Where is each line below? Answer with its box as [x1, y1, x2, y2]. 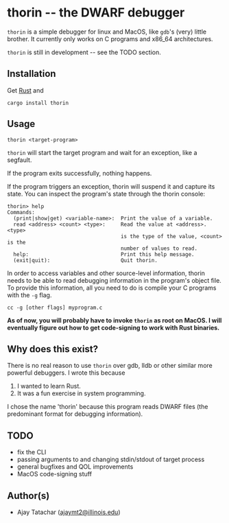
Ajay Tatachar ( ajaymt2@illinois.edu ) [16, 508, 121, 516]
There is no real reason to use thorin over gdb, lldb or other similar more [7, 362, 213, 370]
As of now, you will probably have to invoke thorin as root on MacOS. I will [7, 316, 222, 324]
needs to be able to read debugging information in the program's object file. [7, 276, 221, 284]
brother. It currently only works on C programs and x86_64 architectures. [7, 34, 214, 43]
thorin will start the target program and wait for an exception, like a [7, 148, 197, 156]
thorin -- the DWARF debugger [7, 5, 185, 21]
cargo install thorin [7, 100, 69, 106]
